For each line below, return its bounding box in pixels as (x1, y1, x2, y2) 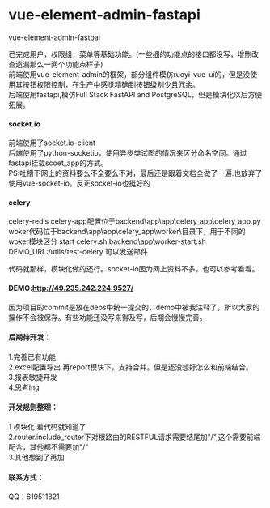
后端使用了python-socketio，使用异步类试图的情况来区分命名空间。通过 (8, 148, 248, 158)
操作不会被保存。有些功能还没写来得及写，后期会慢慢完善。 (8, 312, 207, 322)
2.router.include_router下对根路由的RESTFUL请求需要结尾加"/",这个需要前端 (8, 432, 261, 442)
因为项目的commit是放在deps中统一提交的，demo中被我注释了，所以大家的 (8, 302, 260, 312)
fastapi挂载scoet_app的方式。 (8, 158, 108, 168)
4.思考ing (8, 382, 40, 392)
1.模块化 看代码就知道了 (8, 421, 86, 431)
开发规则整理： (8, 403, 58, 412)
